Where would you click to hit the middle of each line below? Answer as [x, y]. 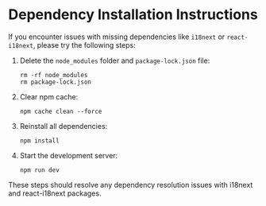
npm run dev [39, 170]
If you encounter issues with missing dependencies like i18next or [117, 37]
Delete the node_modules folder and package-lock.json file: [115, 60]
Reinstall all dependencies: [64, 126]
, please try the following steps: [85, 45]
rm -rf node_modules [54, 75]
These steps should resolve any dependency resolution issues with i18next [131, 185]
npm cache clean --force [61, 111]
